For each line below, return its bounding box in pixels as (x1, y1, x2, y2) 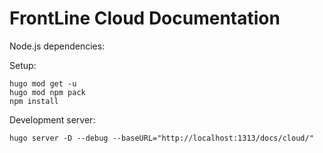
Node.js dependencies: (9, 40, 106, 52)
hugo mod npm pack (9, 87, 86, 97)
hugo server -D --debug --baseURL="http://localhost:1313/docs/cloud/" (9, 133, 314, 143)
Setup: (9, 59, 37, 71)
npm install (9, 96, 59, 106)
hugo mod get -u (9, 78, 77, 89)
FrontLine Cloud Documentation (9, 7, 281, 30)
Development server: (9, 113, 96, 126)
